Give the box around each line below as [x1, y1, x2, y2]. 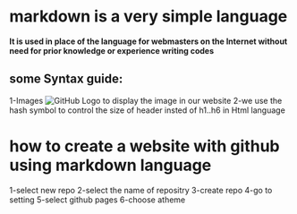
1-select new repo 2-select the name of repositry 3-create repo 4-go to [9, 184, 273, 195]
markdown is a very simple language [9, 6, 288, 27]
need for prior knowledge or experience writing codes [9, 45, 215, 56]
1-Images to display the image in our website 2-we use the [9, 95, 283, 106]
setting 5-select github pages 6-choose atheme [9, 194, 186, 205]
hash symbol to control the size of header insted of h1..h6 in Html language [9, 105, 286, 116]
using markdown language [9, 155, 212, 175]
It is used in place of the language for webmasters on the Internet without [9, 36, 288, 47]
